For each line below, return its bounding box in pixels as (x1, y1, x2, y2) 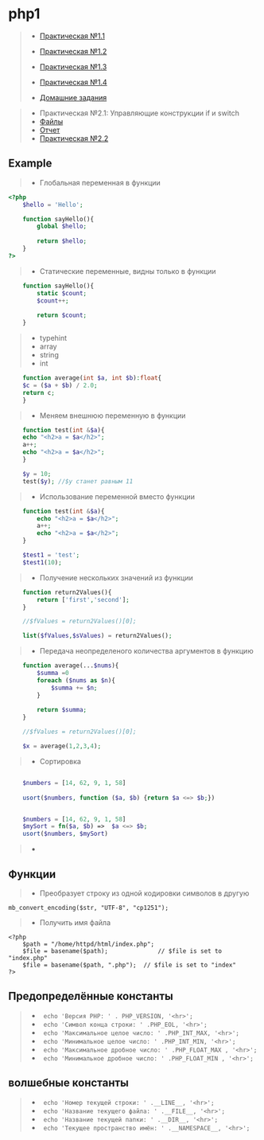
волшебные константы (8, 1076, 129, 1090)
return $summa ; (37, 706, 87, 714)
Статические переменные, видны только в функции (39, 266, 216, 275)
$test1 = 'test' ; (22, 551, 80, 559)
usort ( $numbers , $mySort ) (22, 830, 109, 838)
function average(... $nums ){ (22, 662, 119, 670)
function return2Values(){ (22, 588, 112, 596)
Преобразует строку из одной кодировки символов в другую (39, 888, 250, 898)
